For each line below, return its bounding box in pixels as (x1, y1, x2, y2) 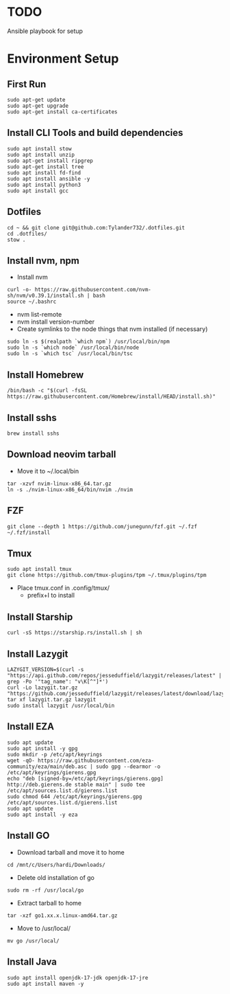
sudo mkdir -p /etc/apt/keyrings (7, 751, 103, 758)
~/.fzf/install (7, 529, 51, 536)
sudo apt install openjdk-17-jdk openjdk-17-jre (7, 974, 149, 981)
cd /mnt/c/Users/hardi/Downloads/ (7, 861, 106, 868)
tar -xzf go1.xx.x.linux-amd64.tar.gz (7, 912, 118, 919)
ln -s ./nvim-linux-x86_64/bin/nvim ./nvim (7, 486, 133, 493)
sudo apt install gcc (7, 187, 69, 194)
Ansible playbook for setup (7, 27, 84, 35)
